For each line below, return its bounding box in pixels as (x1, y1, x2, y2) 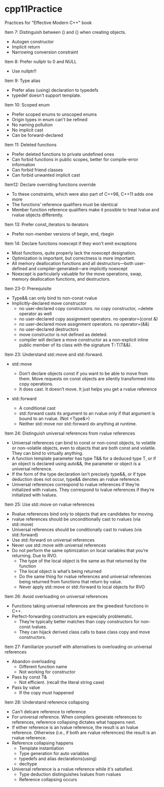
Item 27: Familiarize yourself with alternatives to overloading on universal (4, 644, 153, 650)
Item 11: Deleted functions (4, 141, 57, 148)
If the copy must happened (19, 689, 74, 695)
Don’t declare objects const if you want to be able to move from (19, 370, 148, 376)
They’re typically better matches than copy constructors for (19, 618, 140, 624)
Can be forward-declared (11, 132, 63, 138)
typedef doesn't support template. (11, 92, 82, 98)
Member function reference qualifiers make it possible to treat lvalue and (11, 207, 160, 212)
